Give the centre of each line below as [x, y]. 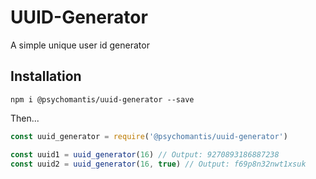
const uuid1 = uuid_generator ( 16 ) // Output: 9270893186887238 [145, 154]
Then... [25, 118]
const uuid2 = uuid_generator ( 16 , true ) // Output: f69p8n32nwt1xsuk [158, 164]
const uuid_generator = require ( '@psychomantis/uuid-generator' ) [149, 136]
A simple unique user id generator [80, 45]
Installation [46, 76]
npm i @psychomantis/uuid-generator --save [102, 99]
